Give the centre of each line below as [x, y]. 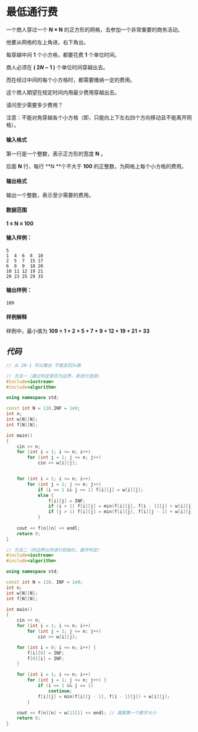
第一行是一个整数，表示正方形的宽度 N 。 [56, 154]
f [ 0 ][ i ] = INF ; [46, 658]
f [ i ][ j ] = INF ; [67, 501]
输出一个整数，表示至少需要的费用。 [50, 195]
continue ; [60, 691]
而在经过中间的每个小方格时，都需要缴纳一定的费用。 [71, 80]
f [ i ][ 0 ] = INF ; [46, 653]
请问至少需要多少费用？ [34, 105]
